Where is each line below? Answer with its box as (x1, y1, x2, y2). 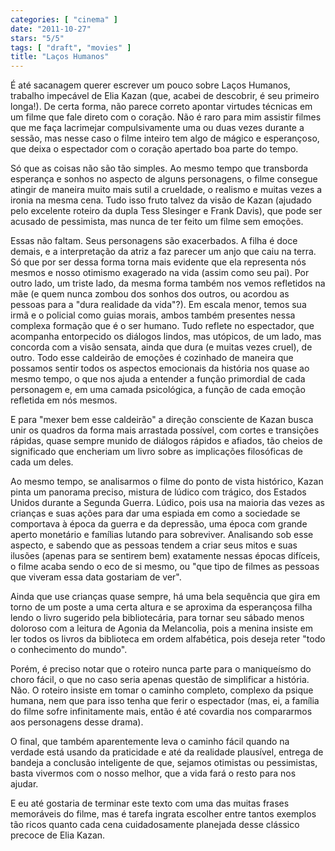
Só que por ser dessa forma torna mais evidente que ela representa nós (10, 256, 307, 268)
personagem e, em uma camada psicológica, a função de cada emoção (10, 384, 306, 396)
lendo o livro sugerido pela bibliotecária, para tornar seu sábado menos (10, 612, 305, 624)
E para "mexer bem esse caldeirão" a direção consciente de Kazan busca (10, 414, 314, 426)
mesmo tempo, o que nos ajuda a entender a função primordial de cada (10, 373, 306, 385)
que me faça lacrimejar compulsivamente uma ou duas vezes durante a (10, 122, 305, 134)
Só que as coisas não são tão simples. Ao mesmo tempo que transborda (10, 162, 309, 175)
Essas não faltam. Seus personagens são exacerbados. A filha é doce (10, 235, 298, 247)
